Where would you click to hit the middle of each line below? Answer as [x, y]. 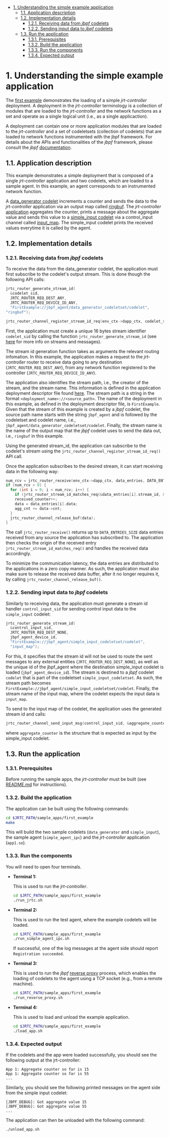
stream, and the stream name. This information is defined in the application [83, 388]
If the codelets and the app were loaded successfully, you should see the [81, 1055]
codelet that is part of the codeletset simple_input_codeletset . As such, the [84, 677]
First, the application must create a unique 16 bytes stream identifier [76, 331]
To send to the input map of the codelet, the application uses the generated [84, 709]
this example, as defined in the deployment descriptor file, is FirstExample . [83, 404]
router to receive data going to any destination [74, 362]
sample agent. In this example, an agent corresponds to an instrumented [81, 186]
